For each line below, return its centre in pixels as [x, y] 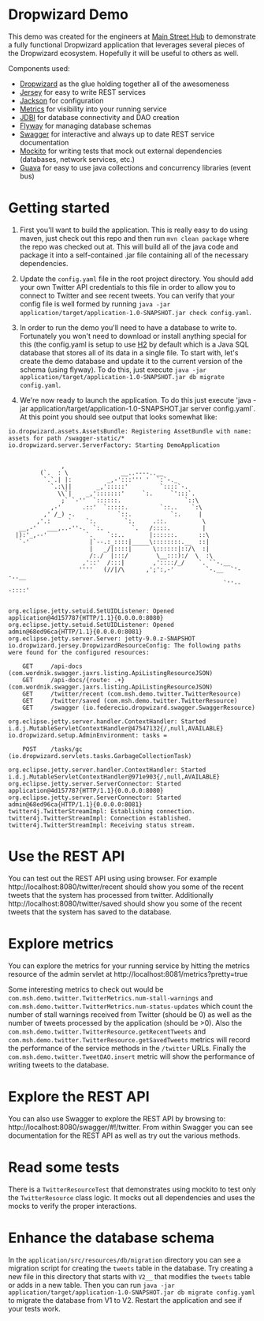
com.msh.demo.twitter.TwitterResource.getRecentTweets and [107, 1031]
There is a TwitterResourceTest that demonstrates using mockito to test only [132, 1189]
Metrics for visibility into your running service [93, 109]
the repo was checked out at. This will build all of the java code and [129, 246]
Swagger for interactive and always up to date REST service [117, 134]
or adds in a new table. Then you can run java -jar [91, 1285]
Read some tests [64, 1167]
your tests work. [35, 1308]
